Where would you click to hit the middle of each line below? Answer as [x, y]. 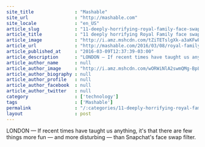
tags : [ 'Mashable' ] [60, 102]
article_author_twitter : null [49, 91]
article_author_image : [42, 68]
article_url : [42, 46]
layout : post [49, 114]
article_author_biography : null [49, 74]
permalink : [42, 108]
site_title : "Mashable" [57, 12]
